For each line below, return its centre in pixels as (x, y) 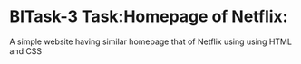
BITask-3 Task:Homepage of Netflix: (149, 17)
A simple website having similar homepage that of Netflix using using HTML (151, 41)
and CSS (26, 50)
